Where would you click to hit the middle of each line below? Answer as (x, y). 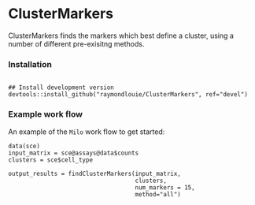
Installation (30, 64)
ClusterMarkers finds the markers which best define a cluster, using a (121, 35)
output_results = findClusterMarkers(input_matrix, (94, 173)
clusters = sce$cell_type (50, 160)
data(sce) (24, 146)
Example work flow (45, 114)
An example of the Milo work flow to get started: (87, 132)
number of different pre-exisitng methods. (76, 43)
